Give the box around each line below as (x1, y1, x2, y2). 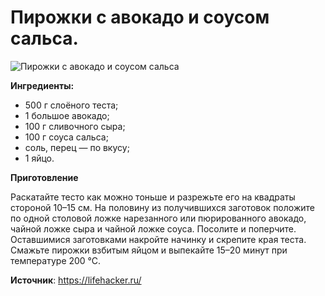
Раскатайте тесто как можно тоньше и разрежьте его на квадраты (10, 191, 296, 203)
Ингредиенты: (10, 79, 75, 91)
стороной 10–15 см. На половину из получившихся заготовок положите (10, 201, 315, 213)
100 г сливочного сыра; (24, 120, 126, 132)
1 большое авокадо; (24, 109, 110, 121)
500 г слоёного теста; (24, 99, 119, 111)
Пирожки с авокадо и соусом (10, 6, 270, 29)
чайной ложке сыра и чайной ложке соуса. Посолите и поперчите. (10, 222, 297, 235)
